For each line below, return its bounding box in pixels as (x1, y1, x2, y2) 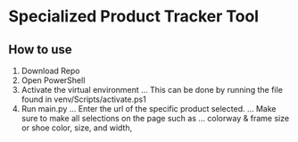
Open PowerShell (21, 75, 86, 86)
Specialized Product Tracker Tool (8, 6, 260, 27)
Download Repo (21, 65, 80, 76)
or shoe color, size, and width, (21, 122, 133, 133)
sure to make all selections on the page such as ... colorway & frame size (21, 113, 290, 123)
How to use (8, 42, 72, 57)
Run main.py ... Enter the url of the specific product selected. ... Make (21, 104, 277, 113)
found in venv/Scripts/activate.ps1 (21, 94, 146, 104)
